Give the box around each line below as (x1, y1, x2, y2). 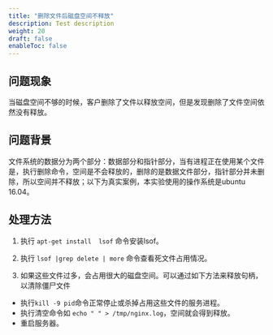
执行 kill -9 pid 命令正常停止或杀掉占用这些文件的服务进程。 (19, 298, 225, 307)
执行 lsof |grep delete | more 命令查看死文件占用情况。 (19, 253, 212, 263)
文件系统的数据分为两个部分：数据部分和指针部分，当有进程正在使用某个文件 (8, 156, 265, 166)
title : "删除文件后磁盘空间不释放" (8, 11, 115, 20)
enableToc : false (8, 42, 67, 50)
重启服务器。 (19, 318, 63, 328)
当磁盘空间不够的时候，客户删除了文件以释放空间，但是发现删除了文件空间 (8, 97, 258, 106)
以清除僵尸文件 (19, 281, 71, 290)
